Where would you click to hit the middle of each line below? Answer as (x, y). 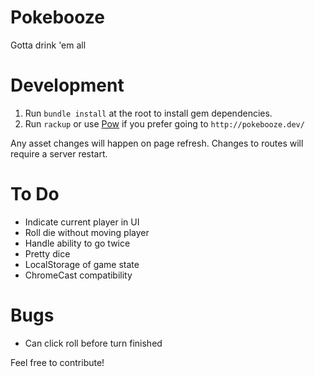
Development (67, 85)
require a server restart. (59, 153)
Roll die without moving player (87, 232)
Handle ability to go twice (77, 243)
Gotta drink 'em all (48, 45)
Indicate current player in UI (82, 222)
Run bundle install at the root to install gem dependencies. (148, 113)
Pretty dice (47, 253)
